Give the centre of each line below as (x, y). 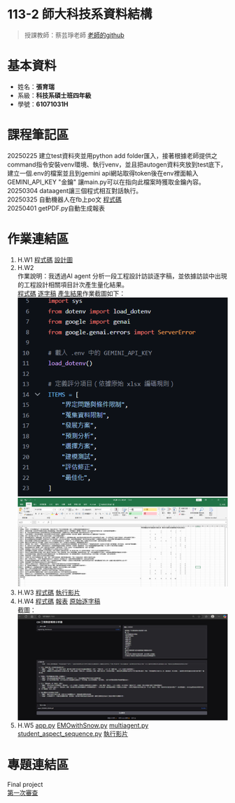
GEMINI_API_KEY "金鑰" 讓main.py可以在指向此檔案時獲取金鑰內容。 (106, 182)
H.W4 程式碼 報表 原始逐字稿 (59, 601)
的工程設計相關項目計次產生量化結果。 (72, 285)
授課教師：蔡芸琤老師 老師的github (74, 35)
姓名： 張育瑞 (36, 86)
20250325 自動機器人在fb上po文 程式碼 (65, 199)
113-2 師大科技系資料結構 (80, 14)
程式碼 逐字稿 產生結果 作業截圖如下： (71, 293)
